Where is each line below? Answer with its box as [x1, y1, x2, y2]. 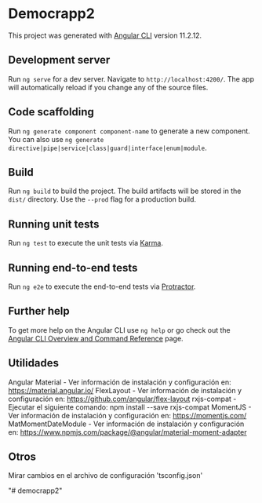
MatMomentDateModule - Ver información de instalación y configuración [8, 419, 245, 428]
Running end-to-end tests [8, 261, 138, 275]
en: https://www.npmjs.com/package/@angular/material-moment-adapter [8, 427, 247, 436]
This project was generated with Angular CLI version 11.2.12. [8, 31, 202, 40]
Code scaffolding [8, 105, 94, 118]
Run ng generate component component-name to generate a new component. [8, 126, 251, 136]
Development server [8, 53, 111, 67]
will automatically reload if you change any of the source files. [8, 82, 209, 92]
